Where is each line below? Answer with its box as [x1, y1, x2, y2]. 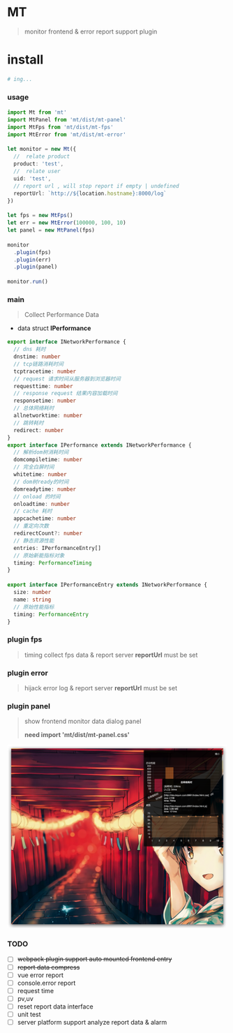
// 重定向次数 [13, 523, 50, 530]
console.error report [17, 979, 76, 987]
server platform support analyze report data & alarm [17, 1018, 167, 1026]
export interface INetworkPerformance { [7, 339, 127, 345]
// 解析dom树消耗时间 [13, 449, 69, 456]
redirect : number [13, 426, 64, 433]
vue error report [17, 971, 64, 979]
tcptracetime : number [13, 368, 77, 375]
